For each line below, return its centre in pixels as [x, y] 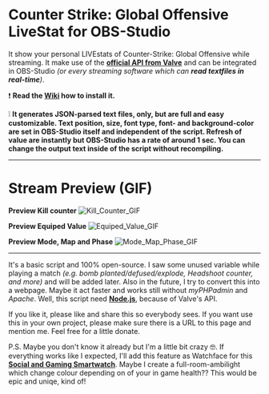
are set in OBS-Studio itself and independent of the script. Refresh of [125, 131]
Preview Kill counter [43, 211]
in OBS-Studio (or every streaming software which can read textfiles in [126, 70]
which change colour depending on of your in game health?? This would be [133, 372]
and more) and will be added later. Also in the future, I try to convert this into [134, 281]
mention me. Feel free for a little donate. [74, 331]
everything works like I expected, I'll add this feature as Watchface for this [130, 356]
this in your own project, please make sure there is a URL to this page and [130, 323]
